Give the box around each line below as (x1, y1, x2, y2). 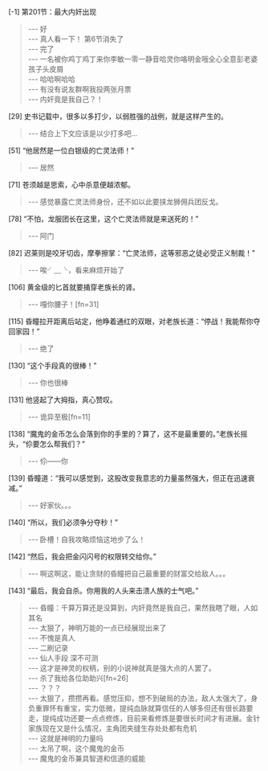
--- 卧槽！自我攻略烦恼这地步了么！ (27, 535, 146, 544)
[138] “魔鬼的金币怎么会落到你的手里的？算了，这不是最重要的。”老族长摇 (8, 429, 248, 438)
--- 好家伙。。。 (27, 501, 76, 510)
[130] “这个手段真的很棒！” (8, 361, 97, 370)
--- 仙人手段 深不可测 (27, 654, 99, 662)
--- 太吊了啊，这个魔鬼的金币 (27, 744, 125, 753)
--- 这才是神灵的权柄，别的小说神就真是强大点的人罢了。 (27, 663, 217, 673)
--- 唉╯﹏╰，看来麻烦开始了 (27, 265, 125, 275)
